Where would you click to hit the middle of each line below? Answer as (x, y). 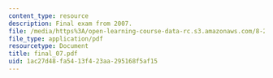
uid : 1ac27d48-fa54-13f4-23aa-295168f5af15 (83, 62)
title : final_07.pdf (43, 54)
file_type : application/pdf (56, 39)
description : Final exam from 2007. (70, 24)
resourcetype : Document (49, 46)
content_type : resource (49, 16)
